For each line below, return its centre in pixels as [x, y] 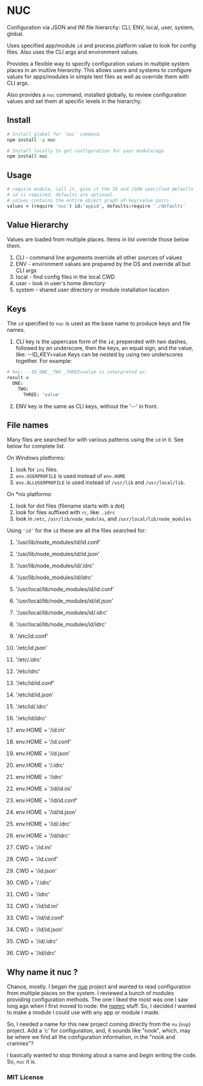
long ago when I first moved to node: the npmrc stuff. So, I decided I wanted [101, 1006]
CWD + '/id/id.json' [39, 930]
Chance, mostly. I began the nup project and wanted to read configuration [99, 987]
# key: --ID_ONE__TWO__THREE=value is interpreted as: [77, 372]
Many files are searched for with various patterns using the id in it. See [95, 440]
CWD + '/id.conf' [37, 859]
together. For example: [43, 361]
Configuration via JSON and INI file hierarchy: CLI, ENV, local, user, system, [101, 27]
